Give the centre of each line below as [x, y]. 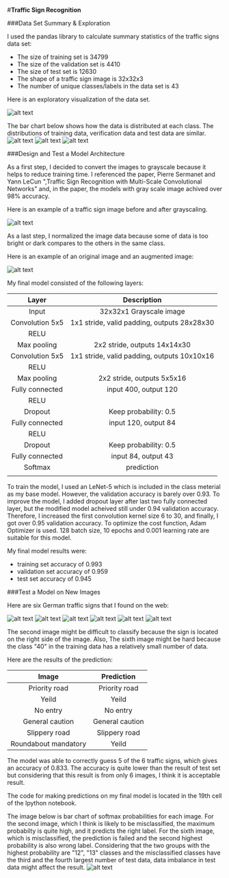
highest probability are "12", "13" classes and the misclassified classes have [114, 853]
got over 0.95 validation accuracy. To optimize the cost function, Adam [107, 523]
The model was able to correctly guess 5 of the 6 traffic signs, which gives [112, 761]
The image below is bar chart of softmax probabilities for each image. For [110, 816]
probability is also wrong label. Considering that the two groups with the [109, 845]
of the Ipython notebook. [42, 803]
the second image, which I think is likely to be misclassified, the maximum [111, 824]
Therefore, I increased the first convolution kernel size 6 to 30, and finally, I [113, 516]
